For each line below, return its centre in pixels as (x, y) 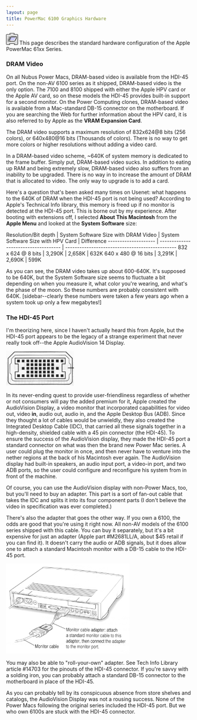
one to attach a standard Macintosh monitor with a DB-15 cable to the (90, 549)
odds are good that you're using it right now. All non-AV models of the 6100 (97, 524)
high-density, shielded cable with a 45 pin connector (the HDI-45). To (91, 433)
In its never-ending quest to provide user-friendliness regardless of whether (98, 395)
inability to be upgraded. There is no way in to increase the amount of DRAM (99, 174)
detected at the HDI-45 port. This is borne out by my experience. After (91, 211)
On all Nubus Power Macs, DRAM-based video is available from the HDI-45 (97, 77)
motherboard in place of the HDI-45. (50, 682)
